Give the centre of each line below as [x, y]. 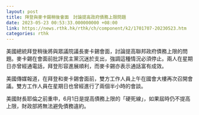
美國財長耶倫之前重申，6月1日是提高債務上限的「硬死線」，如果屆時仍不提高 [98, 99]
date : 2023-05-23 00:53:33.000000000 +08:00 [62, 23]
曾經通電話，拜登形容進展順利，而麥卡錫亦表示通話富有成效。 [92, 66]
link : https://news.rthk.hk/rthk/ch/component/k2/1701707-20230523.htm [96, 28]
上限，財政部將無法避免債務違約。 [48, 106]
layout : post [22, 12]
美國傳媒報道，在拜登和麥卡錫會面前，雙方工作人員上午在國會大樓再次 [92, 79]
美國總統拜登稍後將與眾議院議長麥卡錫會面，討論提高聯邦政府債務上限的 [94, 52]
